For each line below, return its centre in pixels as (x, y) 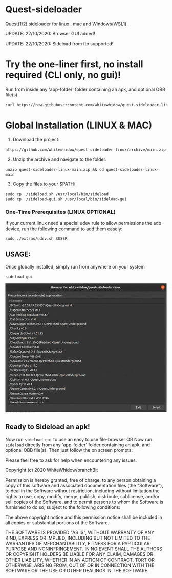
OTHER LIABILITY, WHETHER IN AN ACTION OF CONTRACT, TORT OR (80, 560)
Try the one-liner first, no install (74, 64)
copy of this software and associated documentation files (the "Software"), (84, 485)
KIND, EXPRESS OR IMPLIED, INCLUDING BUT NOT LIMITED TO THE (78, 538)
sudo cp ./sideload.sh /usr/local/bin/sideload (57, 194)
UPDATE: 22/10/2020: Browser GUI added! (50, 33)
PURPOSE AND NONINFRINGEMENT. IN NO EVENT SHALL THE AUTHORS (84, 549)
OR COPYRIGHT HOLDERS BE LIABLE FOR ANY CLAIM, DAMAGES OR (79, 554)
